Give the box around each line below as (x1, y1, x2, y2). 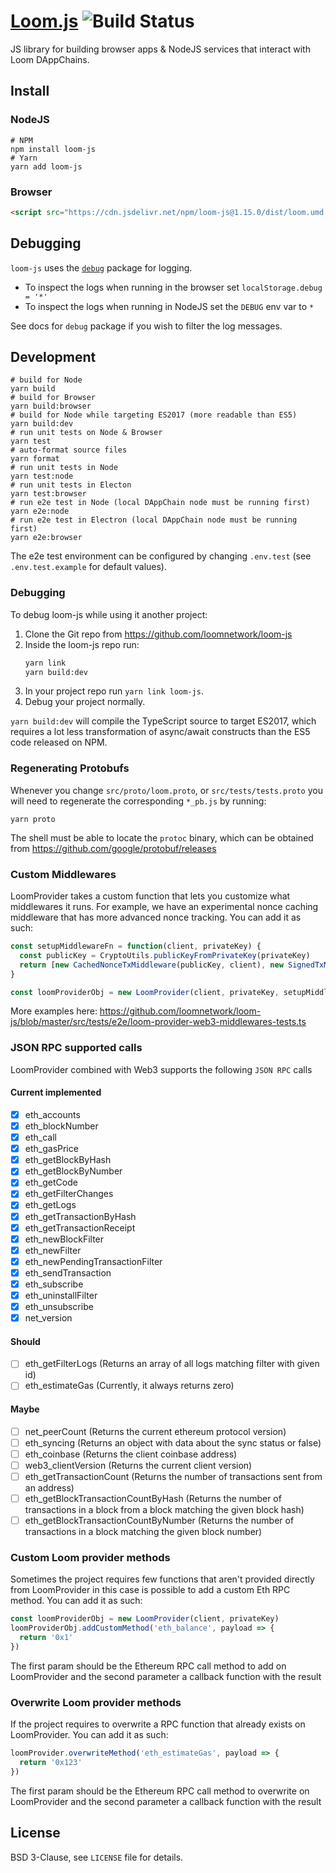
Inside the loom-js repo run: (24, 638, 140, 650)
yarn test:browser (10, 489, 87, 499)
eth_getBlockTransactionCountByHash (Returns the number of (24, 1492, 282, 1504)
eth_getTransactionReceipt (24, 1221, 136, 1234)
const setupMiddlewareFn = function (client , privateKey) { (10, 941, 262, 952)
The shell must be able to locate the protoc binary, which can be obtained (10, 831, 314, 844)
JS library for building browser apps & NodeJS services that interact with (10, 43, 311, 55)
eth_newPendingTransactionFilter (24, 1255, 163, 1267)
